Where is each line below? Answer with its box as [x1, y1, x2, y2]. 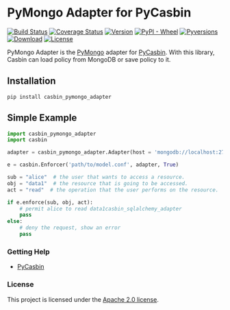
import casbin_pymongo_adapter [7, 130, 97, 137]
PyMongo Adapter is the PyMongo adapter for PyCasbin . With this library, [7, 48, 215, 56]
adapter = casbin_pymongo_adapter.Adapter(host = [7, 149, 152, 156]
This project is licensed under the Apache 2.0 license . [7, 295, 159, 303]
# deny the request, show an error [19, 224, 121, 231]
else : [7, 218, 23, 225]
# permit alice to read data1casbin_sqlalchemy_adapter [19, 205, 183, 212]
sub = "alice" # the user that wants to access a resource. [7, 174, 186, 181]
